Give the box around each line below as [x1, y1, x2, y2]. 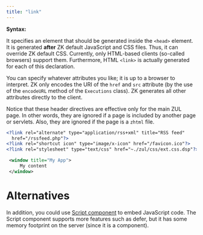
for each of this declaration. [6, 63, 76, 70]
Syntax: [6, 25, 27, 33]
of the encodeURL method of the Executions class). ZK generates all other [6, 87, 186, 94]
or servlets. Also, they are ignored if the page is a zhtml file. [6, 118, 155, 125]
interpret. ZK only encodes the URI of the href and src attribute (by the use [6, 81, 193, 88]
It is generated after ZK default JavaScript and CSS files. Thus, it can [6, 43, 178, 51]
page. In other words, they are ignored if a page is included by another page [6, 111, 196, 119]
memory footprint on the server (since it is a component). [6, 221, 149, 229]
